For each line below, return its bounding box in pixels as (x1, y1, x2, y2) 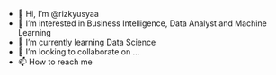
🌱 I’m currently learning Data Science (17, 37, 156, 47)
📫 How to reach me (17, 56, 93, 67)
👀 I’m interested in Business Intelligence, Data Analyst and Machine (17, 18, 267, 29)
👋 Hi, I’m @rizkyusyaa (17, 9, 99, 19)
